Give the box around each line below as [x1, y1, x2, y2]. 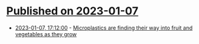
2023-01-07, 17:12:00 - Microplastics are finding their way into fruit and [15, 24, 193, 31]
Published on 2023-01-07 [6, 4, 138, 18]
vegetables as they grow [15, 30, 77, 37]
